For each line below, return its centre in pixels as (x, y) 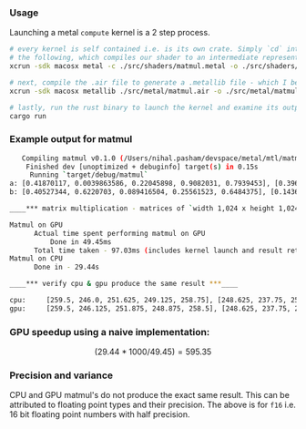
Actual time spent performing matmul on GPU (119, 233)
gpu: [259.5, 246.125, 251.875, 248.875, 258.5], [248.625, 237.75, (150, 308)
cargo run (28, 116)
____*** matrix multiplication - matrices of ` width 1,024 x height (142, 209)
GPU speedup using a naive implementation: (110, 332)
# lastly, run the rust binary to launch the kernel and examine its (144, 107)
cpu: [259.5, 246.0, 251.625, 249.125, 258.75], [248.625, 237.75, (148, 301)
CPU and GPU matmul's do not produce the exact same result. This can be (149, 395)
